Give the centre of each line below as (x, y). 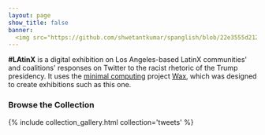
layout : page (30, 15)
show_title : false (38, 23)
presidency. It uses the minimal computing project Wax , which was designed (132, 76)
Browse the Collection (51, 105)
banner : (21, 30)
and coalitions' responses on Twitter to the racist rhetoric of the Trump (123, 68)
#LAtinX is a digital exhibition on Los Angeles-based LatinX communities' (127, 60)
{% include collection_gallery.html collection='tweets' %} (101, 122)
